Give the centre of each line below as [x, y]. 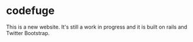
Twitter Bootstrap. [28, 33]
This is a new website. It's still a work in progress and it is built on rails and [97, 27]
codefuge [30, 11]
